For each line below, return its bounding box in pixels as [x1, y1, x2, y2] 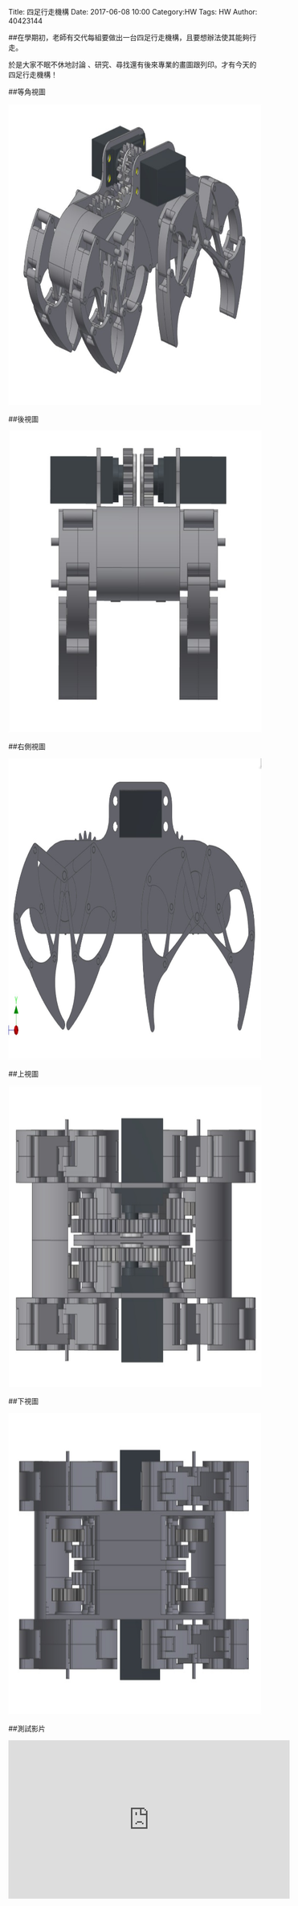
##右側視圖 [8, 742, 46, 751]
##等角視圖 [8, 87, 46, 97]
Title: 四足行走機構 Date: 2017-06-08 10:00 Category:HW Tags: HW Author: [8, 7, 258, 16]
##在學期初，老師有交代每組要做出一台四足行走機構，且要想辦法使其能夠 [8, 33, 250, 42]
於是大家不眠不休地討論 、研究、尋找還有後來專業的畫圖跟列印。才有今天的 [8, 60, 257, 69]
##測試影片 [8, 1724, 46, 1733]
